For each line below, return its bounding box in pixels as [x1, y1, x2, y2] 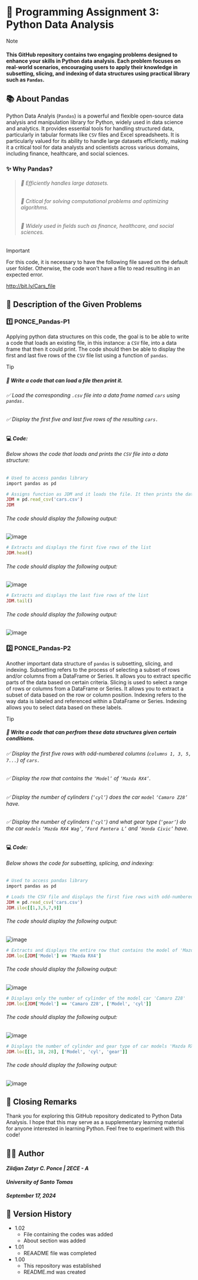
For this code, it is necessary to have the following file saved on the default [6, 258, 189, 265]
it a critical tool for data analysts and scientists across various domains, [6, 144, 180, 151]
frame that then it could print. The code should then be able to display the [6, 345, 185, 353]
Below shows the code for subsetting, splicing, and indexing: [6, 859, 154, 867]
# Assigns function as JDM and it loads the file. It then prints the [6, 491, 183, 497]
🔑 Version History [6, 1209, 72, 1219]
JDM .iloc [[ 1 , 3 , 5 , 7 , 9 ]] [6, 905, 62, 911]
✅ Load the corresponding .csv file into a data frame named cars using [6, 392, 180, 399]
